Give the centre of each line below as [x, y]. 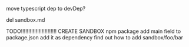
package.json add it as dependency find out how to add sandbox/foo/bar [95, 37]
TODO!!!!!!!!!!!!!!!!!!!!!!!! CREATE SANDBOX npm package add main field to [94, 31]
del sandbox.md [26, 20]
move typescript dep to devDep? [46, 9]
